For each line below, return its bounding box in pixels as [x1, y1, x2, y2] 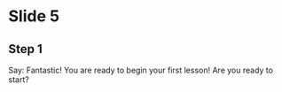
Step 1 [8, 42, 43, 57]
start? [8, 74, 30, 85]
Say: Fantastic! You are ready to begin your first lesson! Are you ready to [8, 65, 274, 75]
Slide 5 [8, 6, 59, 27]
